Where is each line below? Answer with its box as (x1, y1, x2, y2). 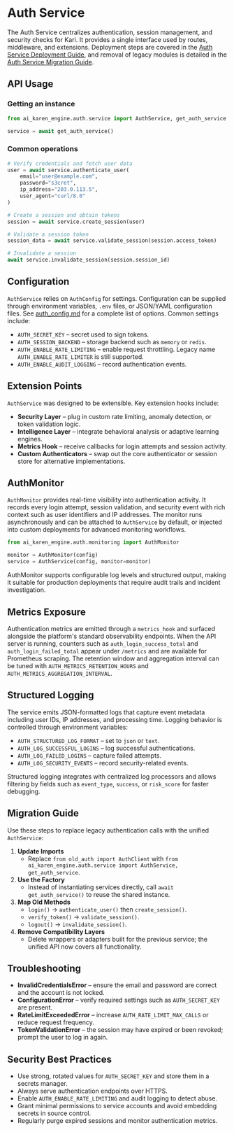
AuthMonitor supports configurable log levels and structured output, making (7, 571, 226, 579)
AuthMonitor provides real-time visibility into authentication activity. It (7, 495, 206, 504)
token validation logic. (17, 420, 81, 428)
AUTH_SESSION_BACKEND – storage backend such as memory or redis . (17, 337, 207, 346)
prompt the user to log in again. (17, 1033, 108, 1042)
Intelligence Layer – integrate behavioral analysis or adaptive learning (17, 427, 219, 435)
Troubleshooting (7, 962, 82, 974)
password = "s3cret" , (20, 180, 77, 187)
